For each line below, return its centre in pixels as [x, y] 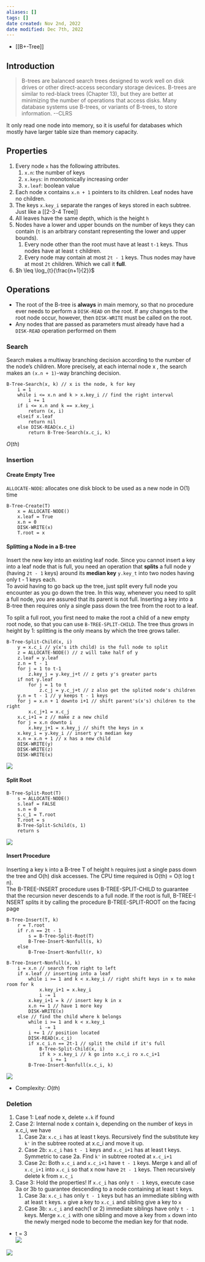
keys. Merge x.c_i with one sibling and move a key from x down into [111, 1215]
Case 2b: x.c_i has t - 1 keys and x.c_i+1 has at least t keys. [103, 1150]
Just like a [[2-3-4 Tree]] [47, 211]
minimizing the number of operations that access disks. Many [99, 100]
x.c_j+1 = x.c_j [49, 712]
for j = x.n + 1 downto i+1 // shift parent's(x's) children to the [106, 701]
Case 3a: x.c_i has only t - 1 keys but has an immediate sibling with [111, 1196]
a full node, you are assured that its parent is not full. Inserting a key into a [100, 599]
